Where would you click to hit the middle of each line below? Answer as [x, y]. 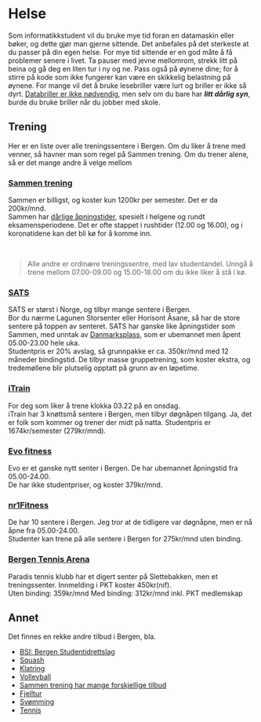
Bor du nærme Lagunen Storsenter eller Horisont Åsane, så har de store [124, 318]
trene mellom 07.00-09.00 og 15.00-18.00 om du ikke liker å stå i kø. [137, 273]
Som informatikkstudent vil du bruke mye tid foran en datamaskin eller [121, 35]
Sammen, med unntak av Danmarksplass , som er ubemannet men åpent [125, 335]
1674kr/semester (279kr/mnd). [57, 431]
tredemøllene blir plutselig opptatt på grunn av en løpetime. [104, 368]
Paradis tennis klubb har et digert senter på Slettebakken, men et [113, 576]
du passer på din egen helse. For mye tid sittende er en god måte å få [120, 52]
